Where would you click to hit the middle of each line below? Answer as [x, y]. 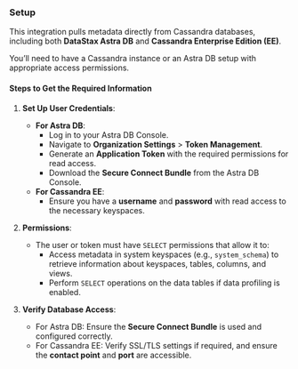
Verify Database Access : [69, 309]
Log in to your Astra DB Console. [109, 134]
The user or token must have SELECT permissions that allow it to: [152, 245]
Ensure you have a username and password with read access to [167, 201]
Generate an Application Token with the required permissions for [169, 154]
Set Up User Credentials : [68, 108]
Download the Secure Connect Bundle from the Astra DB [154, 172]
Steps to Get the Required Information [81, 88]
